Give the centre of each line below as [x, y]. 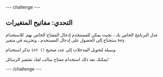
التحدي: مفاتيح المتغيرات [39, 23]
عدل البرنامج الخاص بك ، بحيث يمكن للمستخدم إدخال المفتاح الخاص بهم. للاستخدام [82, 35]
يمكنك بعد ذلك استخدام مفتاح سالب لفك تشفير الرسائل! [57, 59]
